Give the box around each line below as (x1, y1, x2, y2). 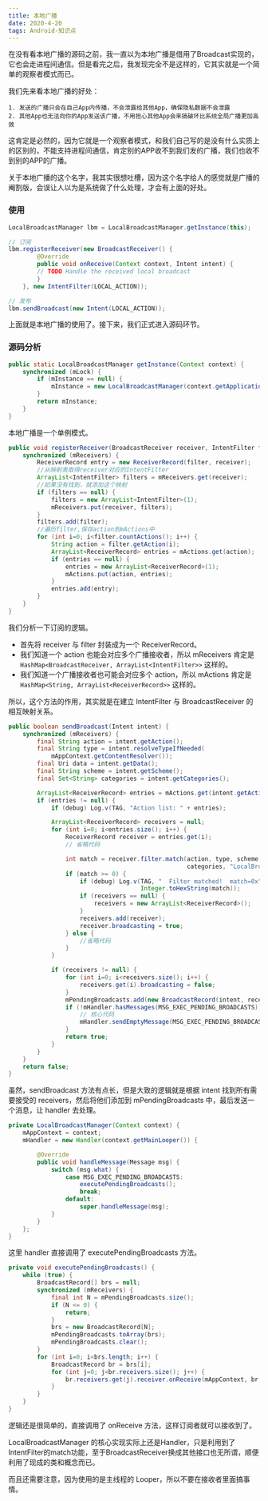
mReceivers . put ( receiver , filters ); (50, 503, 173, 512)
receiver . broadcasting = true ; (79, 922, 183, 930)
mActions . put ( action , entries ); (65, 570, 173, 578)
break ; (79, 1188, 102, 1196)
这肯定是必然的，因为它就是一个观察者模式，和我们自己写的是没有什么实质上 (8, 136, 260, 145)
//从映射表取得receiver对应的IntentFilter (37, 466, 169, 474)
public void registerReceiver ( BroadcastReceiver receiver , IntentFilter (8, 444, 255, 452)
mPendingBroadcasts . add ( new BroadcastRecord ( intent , (65, 996, 245, 1004)
